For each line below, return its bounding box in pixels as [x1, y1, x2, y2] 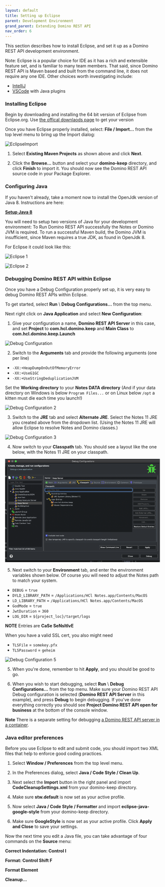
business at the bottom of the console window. [12, 707, 108, 713]
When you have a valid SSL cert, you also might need [5, 632, 113, 638]
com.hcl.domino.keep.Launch [12, 331, 75, 337]
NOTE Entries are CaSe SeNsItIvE [5, 623, 74, 629]
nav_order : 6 [5, 29, 32, 34]
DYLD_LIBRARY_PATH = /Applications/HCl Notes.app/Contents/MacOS [12, 592, 148, 598]
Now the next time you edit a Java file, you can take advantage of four [5, 833, 147, 839]
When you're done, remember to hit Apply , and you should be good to [12, 666, 155, 672]
